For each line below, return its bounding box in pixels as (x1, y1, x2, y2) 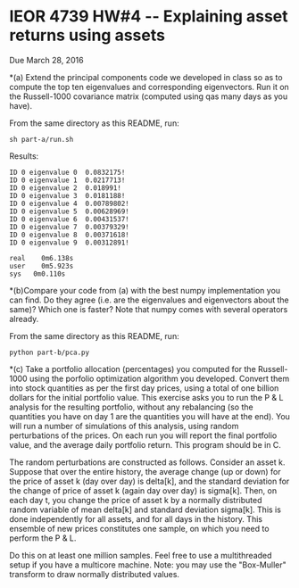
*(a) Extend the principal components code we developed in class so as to (9, 71, 283, 82)
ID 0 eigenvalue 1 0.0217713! (9, 176, 126, 185)
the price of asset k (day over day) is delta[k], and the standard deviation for (9, 476, 290, 486)
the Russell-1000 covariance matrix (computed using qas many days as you (9, 91, 288, 102)
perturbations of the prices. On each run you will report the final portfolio (9, 430, 278, 441)
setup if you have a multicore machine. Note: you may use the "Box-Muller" (9, 559, 287, 570)
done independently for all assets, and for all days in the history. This (9, 513, 263, 524)
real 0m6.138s (9, 253, 74, 262)
